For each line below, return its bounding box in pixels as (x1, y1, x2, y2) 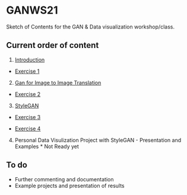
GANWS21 (6, 4, 58, 17)
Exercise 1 (14, 68, 40, 75)
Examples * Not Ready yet (14, 143, 79, 150)
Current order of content (6, 40, 99, 50)
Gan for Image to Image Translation (14, 79, 102, 86)
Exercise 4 (14, 125, 41, 132)
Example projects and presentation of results (14, 182, 125, 189)
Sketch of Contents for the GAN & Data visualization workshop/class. (6, 23, 175, 30)
